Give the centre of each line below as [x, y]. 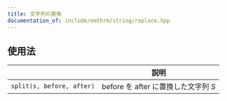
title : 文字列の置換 [35, 14]
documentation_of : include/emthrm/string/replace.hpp [89, 21]
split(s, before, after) [53, 86]
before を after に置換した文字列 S [159, 87]
